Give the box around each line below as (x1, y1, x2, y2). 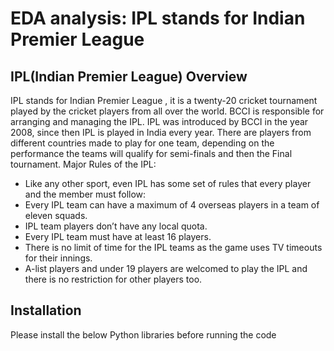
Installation (10, 302, 82, 319)
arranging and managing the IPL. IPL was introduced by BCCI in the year (10, 116, 309, 127)
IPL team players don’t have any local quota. (24, 220, 208, 232)
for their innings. (24, 252, 93, 264)
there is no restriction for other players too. (24, 273, 203, 285)
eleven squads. (24, 210, 88, 221)
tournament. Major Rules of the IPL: (10, 158, 157, 170)
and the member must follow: (24, 188, 147, 200)
